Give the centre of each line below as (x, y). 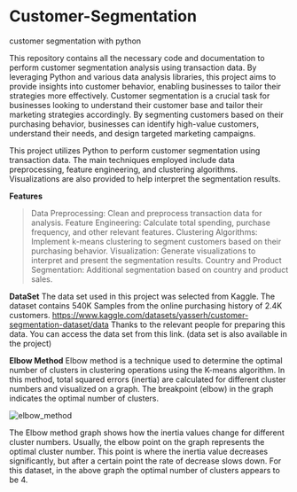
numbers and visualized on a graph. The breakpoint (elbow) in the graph (141, 388)
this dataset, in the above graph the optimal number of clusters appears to (145, 470)
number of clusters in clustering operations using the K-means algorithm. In (147, 370)
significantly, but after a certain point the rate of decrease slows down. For (145, 461)
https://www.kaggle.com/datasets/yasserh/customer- (150, 315)
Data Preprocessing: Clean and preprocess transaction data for (146, 213)
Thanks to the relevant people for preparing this (198, 324)
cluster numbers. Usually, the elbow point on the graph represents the (137, 441)
